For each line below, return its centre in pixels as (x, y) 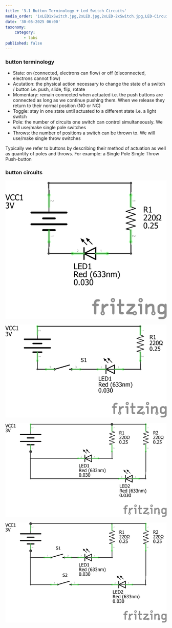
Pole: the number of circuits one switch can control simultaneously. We (88, 122)
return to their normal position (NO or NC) (57, 106)
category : (25, 33)
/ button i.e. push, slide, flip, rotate (49, 89)
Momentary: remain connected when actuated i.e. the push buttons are (88, 95)
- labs (31, 38)
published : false (24, 44)
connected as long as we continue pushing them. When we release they (89, 100)
